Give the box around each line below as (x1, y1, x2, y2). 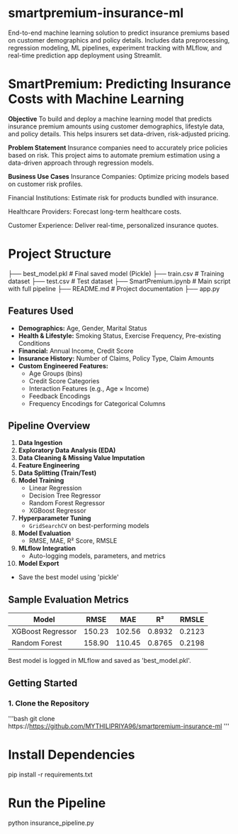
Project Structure (8, 246, 112, 262)
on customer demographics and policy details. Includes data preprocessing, (8, 35, 230, 44)
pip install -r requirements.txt (8, 770, 93, 779)
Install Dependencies (8, 747, 135, 763)
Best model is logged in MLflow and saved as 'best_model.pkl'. (8, 657, 192, 665)
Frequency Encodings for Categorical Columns (28, 399, 166, 407)
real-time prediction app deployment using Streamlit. (8, 51, 162, 60)
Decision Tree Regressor (28, 491, 101, 500)
